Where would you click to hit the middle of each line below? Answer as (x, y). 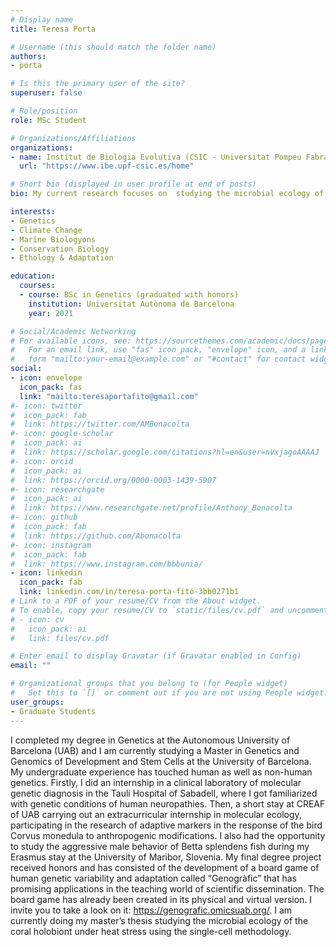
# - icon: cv (37, 619)
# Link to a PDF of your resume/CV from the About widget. (136, 601)
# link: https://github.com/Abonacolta (96, 536)
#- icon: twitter (46, 406)
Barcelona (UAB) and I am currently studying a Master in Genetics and (155, 750)
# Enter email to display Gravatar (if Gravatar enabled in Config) (156, 656)
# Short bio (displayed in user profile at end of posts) (133, 184)
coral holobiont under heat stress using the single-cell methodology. (151, 931)
